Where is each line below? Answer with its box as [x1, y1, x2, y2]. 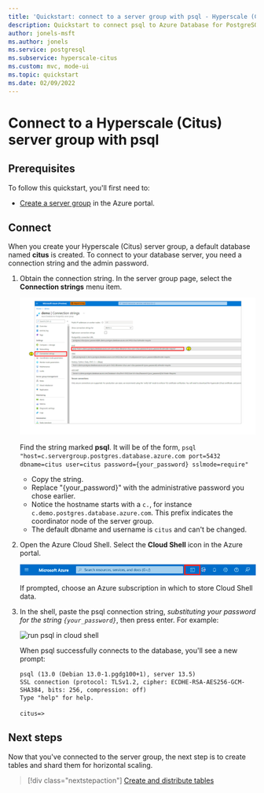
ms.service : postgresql [8, 46, 86, 54]
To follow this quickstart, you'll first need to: [8, 183, 151, 192]
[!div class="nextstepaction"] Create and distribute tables [27, 776, 214, 785]
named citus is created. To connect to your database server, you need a [8, 250, 242, 260]
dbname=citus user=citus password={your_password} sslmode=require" [19, 461, 249, 469]
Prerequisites [8, 162, 75, 176]
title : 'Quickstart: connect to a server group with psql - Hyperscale [8, 13, 247, 20]
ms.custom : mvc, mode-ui [8, 63, 90, 71]
